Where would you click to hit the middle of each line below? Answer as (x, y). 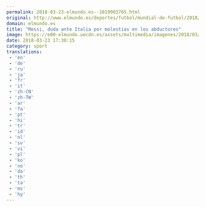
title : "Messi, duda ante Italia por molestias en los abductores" (94, 29)
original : (19, 18)
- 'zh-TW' (21, 97)
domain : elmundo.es (31, 23)
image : (15, 35)
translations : (24, 52)
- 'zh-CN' (21, 92)
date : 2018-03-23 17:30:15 (41, 40)
